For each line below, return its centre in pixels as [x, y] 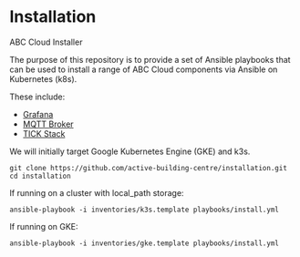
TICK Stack [44, 133]
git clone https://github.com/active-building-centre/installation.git [148, 168]
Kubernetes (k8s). [43, 78]
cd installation [40, 176]
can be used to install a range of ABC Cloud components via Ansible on [144, 69]
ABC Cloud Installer [46, 42]
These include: [37, 97]
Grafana [38, 114]
